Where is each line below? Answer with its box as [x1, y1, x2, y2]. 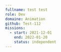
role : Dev [5, 12, 26, 17]
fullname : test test [5, 7, 48, 12]
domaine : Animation [5, 16, 46, 21]
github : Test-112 [5, 21, 41, 26]
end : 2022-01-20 [14, 35, 48, 40]
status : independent [14, 40, 57, 45]
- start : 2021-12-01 [9, 30, 52, 35]
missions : [5, 26, 26, 31]
